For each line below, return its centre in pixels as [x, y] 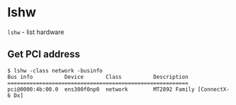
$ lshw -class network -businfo [55, 71]
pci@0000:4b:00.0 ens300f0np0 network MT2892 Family [101, 89]
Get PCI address [44, 54]
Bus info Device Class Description [98, 77]
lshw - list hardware [36, 32]
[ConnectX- [214, 89]
